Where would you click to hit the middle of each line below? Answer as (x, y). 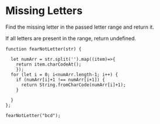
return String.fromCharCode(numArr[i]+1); (73, 85)
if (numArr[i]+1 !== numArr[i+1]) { (61, 80)
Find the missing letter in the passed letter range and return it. (80, 27)
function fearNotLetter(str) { (44, 49)
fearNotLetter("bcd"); (33, 115)
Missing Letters (44, 11)
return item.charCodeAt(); (49, 64)
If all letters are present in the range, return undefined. (71, 38)
